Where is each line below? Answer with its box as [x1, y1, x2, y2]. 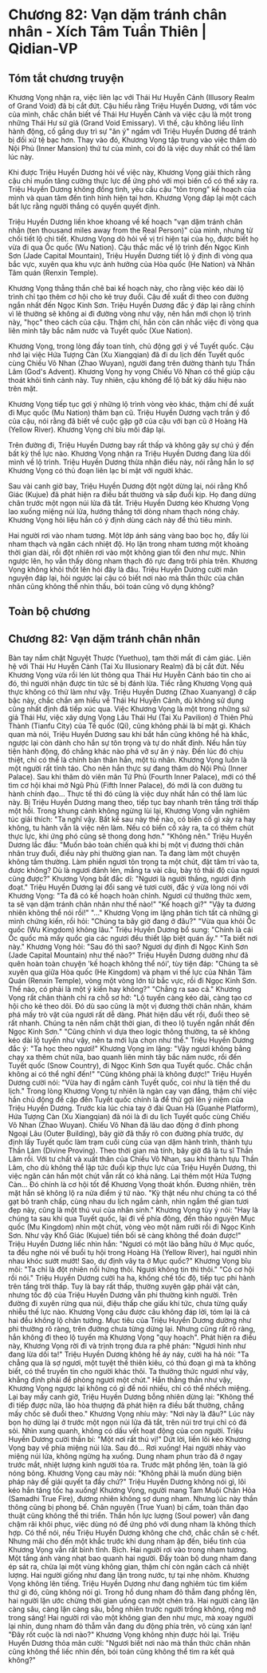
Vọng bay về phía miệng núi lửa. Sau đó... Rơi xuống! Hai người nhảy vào [8, 1443, 246, 1452]
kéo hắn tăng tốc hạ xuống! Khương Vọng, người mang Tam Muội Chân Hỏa [8, 1485, 257, 1496]
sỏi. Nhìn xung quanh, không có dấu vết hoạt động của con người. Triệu [8, 1426, 244, 1436]
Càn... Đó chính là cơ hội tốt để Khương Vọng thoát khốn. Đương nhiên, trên [8, 1180, 257, 1189]
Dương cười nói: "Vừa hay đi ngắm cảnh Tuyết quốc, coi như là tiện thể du [8, 1077, 251, 1088]
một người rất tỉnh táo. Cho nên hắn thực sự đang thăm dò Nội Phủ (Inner [8, 763, 248, 773]
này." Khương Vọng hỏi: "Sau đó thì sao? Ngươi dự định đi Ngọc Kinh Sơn [8, 942, 249, 952]
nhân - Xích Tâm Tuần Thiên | [8, 22, 207, 41]
